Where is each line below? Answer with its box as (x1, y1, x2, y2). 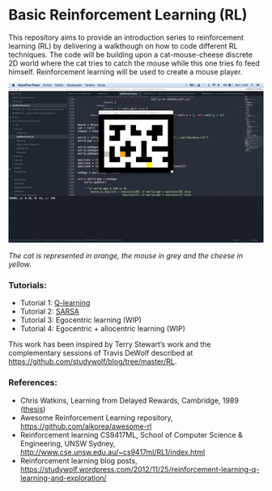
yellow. (8, 259, 32, 269)
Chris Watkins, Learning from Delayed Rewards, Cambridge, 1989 (19, 395, 239, 405)
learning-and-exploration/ (19, 472, 107, 483)
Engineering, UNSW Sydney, (19, 438, 116, 448)
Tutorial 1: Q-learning (19, 298, 91, 308)
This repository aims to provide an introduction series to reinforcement (8, 32, 244, 42)
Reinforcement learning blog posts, (19, 455, 138, 465)
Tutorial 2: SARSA (19, 306, 79, 317)
